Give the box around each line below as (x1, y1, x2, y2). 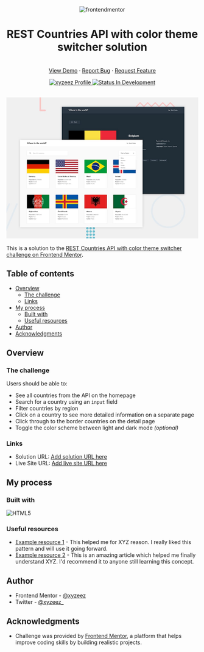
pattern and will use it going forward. (15, 545, 108, 553)
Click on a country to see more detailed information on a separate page (15, 411, 195, 418)
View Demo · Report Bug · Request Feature (48, 66, 157, 74)
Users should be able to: (6, 380, 68, 387)
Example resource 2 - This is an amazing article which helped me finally (15, 551, 196, 559)
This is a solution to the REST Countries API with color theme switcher (6, 244, 182, 252)
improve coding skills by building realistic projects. (15, 639, 142, 646)
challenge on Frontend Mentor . (6, 251, 83, 258)
